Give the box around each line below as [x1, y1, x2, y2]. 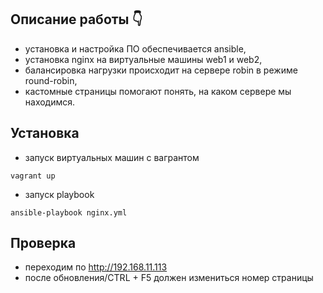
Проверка [10, 235, 77, 252]
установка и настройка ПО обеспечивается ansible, [24, 42, 247, 55]
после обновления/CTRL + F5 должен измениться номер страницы [24, 272, 314, 284]
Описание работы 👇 [10, 11, 143, 28]
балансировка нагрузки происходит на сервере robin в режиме [24, 64, 298, 76]
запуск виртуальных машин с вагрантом [24, 151, 200, 163]
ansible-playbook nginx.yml [10, 207, 128, 218]
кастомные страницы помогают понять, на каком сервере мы [24, 85, 292, 97]
